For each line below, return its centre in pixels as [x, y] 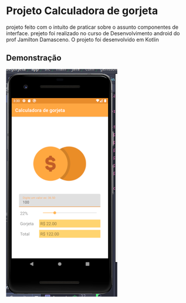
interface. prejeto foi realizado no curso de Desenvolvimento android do [93, 33]
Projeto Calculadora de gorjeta [82, 11]
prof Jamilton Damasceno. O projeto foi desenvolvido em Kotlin [83, 39]
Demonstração [34, 58]
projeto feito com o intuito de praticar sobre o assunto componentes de [92, 27]
